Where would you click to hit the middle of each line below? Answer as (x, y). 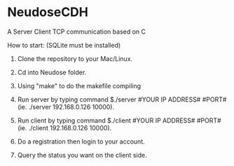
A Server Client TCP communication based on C (76, 32)
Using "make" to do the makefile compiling (79, 85)
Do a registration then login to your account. (81, 141)
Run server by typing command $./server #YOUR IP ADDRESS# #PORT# (122, 99)
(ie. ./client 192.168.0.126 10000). (64, 127)
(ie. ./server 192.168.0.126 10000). (66, 106)
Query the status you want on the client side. (82, 155)
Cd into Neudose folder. (52, 72)
